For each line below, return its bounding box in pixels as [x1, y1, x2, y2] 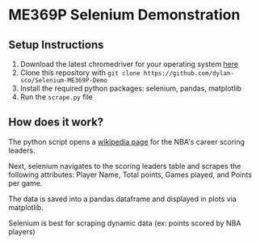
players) [8, 226, 36, 236]
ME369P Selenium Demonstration [8, 6, 241, 24]
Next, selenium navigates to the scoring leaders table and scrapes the [8, 161, 241, 170]
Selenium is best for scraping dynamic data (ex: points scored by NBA [8, 218, 241, 228]
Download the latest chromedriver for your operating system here [19, 59, 239, 69]
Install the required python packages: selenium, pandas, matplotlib [19, 83, 242, 93]
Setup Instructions [8, 38, 104, 52]
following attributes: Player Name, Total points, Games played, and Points [8, 170, 253, 179]
